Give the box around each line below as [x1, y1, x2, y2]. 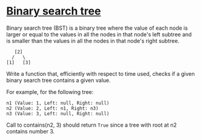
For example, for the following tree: [6, 88, 94, 95]
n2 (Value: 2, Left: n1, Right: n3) [6, 105, 99, 112]
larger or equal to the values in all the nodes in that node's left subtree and [6, 30, 192, 38]
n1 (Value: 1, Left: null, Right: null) [6, 100, 110, 106]
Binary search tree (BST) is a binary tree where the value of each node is [6, 24, 188, 32]
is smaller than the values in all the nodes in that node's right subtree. [6, 37, 180, 44]
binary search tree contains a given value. [6, 76, 111, 84]
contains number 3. [6, 127, 55, 135]
